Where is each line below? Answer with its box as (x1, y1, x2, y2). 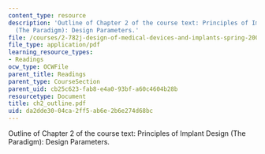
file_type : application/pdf (8, 41, 101, 49)
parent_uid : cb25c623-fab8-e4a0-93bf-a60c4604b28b (8, 85, 178, 93)
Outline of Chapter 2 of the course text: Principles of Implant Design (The (8, 129, 246, 138)
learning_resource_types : (8, 48, 93, 56)
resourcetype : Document (8, 92, 87, 100)
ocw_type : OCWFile (8, 63, 69, 71)
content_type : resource (8, 11, 87, 20)
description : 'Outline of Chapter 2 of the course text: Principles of (8, 19, 248, 27)
